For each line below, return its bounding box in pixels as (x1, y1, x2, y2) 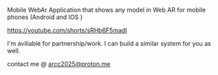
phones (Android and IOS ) (7, 13, 83, 21)
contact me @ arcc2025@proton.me (7, 60, 111, 67)
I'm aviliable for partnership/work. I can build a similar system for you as (7, 40, 211, 47)
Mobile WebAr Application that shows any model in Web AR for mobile (7, 6, 206, 14)
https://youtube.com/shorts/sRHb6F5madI (7, 27, 127, 34)
